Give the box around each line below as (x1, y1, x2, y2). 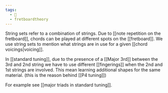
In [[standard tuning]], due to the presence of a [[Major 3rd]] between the (5, 56, 158, 62)
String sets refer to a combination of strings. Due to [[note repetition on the (5, 31, 161, 37)
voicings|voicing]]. (5, 46, 44, 53)
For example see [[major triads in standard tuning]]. (5, 82, 113, 88)
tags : (5, 7, 17, 13)
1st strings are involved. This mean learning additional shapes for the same (5, 67, 160, 73)
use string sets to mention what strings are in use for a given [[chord (5, 41, 148, 47)
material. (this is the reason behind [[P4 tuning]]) (5, 72, 107, 78)
